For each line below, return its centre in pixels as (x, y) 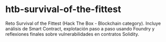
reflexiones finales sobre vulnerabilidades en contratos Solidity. (72, 34)
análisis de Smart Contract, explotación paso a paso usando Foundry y (80, 28)
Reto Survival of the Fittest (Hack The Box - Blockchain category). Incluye (83, 23)
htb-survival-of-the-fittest (63, 9)
